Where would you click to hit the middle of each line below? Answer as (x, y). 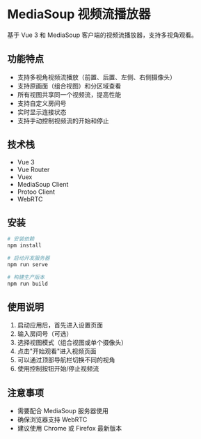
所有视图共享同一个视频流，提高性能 (69, 94)
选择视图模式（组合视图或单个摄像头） (72, 343)
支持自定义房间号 (42, 103)
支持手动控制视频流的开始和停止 (63, 121)
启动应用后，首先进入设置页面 (60, 325)
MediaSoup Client (43, 184)
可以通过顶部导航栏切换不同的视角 (66, 360)
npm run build (28, 284)
